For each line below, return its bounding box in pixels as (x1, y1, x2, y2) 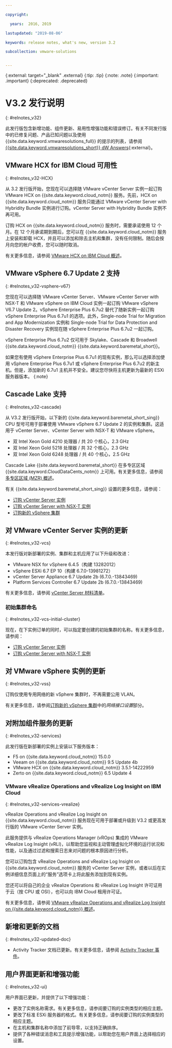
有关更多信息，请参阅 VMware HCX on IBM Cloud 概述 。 (5, 252, 124, 259)
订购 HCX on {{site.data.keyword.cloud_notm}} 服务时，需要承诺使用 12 (5, 222, 156, 228)
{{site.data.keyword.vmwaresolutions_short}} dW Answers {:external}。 (5, 144, 156, 151)
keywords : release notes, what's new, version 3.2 (5, 40, 116, 45)
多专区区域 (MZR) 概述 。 (5, 475, 57, 481)
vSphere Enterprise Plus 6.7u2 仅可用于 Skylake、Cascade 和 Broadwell (5, 336, 158, 342)
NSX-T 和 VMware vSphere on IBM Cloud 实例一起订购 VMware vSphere (5, 300, 159, 306)
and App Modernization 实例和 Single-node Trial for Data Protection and (5, 319, 158, 326)
